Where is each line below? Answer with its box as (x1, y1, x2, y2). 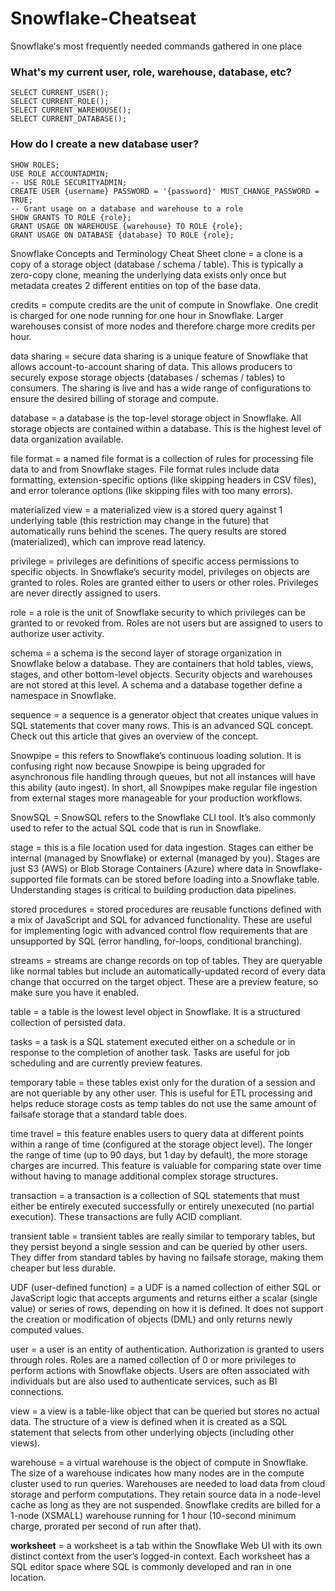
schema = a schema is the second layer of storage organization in (10, 647, 283, 659)
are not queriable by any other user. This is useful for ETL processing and (10, 1087, 313, 1099)
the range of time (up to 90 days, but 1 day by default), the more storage (10, 1148, 308, 1161)
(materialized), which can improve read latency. (10, 535, 207, 547)
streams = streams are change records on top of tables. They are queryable (10, 954, 323, 966)
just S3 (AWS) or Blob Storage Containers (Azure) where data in (10, 862, 274, 874)
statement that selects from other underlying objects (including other (10, 1426, 295, 1438)
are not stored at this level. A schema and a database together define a (10, 678, 303, 691)
